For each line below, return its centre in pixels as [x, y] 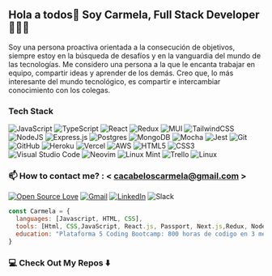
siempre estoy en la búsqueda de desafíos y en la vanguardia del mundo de [135, 55]
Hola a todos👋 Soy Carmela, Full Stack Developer [134, 15]
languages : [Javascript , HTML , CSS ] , [79, 219]
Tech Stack [31, 111]
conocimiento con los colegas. [59, 90]
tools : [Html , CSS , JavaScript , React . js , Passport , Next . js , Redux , [132, 227]
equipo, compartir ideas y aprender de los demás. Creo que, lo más [121, 73]
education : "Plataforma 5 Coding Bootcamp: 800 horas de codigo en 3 [135, 234]
